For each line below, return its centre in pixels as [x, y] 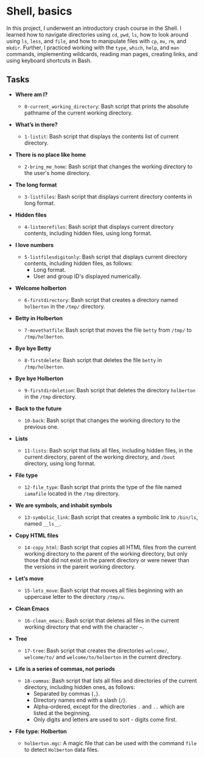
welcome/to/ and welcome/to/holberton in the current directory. [103, 657]
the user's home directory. [57, 173]
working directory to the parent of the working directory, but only [106, 554]
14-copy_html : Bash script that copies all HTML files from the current [110, 547]
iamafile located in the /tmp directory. [72, 493]
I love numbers [34, 245]
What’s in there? [36, 124]
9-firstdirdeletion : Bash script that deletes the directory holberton [110, 390]
